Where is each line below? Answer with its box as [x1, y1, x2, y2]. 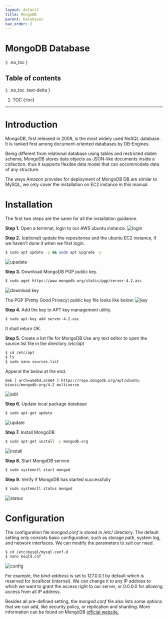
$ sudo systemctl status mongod [5, 486, 72, 491]
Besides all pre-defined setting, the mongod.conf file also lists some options [5, 598, 162, 604]
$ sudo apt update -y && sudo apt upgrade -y [5, 249, 101, 255]
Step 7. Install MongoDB [5, 429, 55, 435]
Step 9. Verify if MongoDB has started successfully [5, 476, 111, 482]
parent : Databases [5, 16, 43, 21]
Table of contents [5, 73, 61, 82]
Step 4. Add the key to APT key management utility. [5, 306, 111, 312]
